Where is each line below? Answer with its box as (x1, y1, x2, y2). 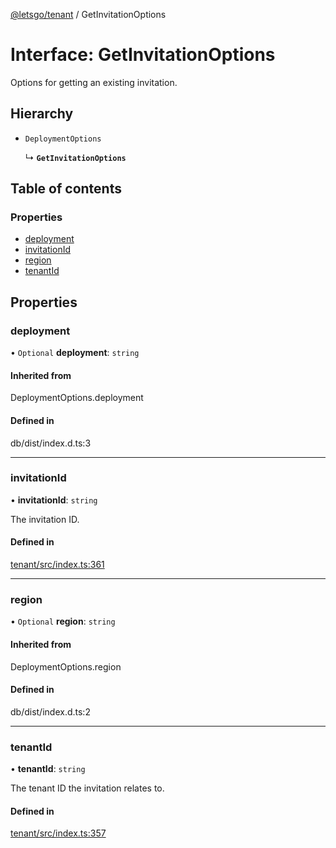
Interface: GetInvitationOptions (10, 44, 276, 66)
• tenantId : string (10, 763, 86, 775)
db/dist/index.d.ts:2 (10, 705, 91, 718)
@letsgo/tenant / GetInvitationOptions (10, 9, 167, 20)
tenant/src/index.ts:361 (10, 559, 105, 571)
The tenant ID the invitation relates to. (10, 782, 165, 794)
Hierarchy (10, 105, 74, 123)
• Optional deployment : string (10, 347, 140, 359)
